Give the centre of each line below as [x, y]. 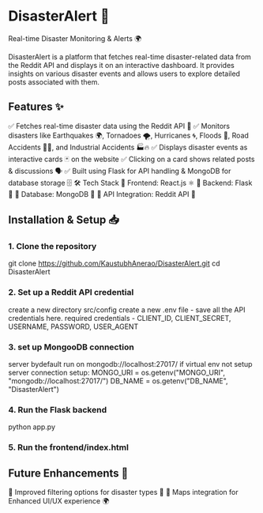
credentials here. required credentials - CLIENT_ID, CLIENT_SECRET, [120, 318]
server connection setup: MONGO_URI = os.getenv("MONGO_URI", [116, 373]
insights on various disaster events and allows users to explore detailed [124, 74]
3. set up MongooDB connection [71, 347]
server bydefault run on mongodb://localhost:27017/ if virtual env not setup [130, 364]
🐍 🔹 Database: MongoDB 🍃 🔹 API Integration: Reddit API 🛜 [102, 194]
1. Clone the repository [53, 247]
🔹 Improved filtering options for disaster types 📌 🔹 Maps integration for [123, 492]
